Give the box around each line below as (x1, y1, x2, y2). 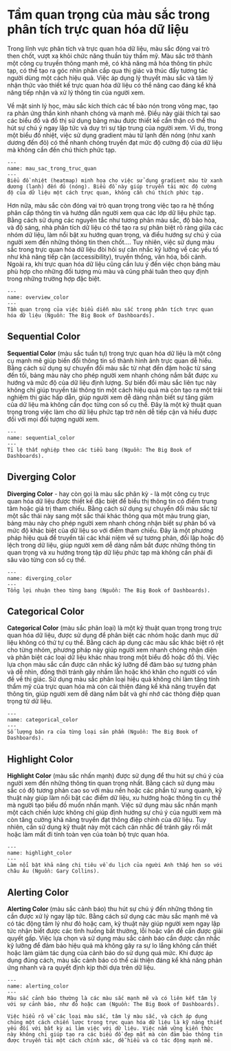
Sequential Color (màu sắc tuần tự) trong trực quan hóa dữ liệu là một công (7, 349, 221, 357)
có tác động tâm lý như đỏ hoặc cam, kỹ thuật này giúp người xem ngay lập (7, 919, 221, 928)
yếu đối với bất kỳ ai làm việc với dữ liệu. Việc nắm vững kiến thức (7, 1025, 214, 1032)
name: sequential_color (7, 434, 76, 441)
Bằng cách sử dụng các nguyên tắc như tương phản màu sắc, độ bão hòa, (7, 216, 217, 224)
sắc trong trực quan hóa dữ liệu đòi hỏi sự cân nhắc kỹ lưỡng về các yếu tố (7, 245, 219, 253)
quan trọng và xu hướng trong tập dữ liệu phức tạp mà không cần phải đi (7, 548, 213, 557)
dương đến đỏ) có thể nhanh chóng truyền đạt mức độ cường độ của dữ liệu (7, 138, 222, 146)
